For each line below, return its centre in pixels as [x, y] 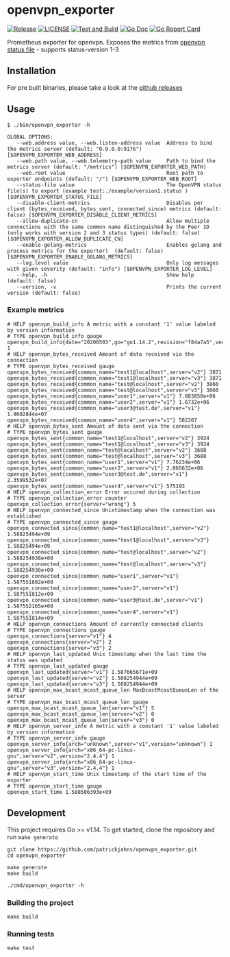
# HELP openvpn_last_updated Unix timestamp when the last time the [107, 654]
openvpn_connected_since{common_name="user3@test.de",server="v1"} [105, 600]
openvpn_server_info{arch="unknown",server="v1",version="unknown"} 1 [110, 744]
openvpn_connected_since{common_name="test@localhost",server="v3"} [107, 564]
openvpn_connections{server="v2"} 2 [59, 642]
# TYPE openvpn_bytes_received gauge [61, 366]
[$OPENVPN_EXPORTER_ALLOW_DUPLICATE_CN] [66, 239]
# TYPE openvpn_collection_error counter [67, 498]
